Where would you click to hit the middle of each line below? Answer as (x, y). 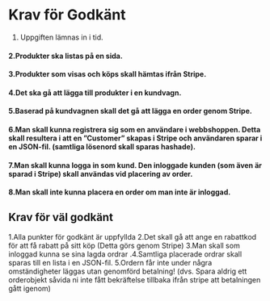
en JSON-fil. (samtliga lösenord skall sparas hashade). (102, 146)
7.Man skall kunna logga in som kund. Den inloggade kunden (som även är (135, 165)
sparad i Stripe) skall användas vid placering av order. (101, 173)
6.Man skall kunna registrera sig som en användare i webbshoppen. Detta (135, 129)
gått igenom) (30, 288)
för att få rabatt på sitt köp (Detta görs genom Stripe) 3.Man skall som (124, 245)
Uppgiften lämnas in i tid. (61, 37)
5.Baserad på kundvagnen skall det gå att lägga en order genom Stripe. (130, 111)
